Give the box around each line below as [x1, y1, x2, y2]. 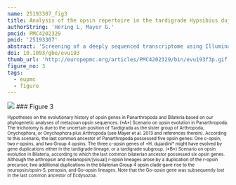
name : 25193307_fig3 [7, 10, 68, 18]
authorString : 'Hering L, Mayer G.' [7, 23, 114, 30]
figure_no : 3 [7, 63, 46, 70]
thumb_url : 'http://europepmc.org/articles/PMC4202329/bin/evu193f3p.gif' [7, 56, 231, 63]
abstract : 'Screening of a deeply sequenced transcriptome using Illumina [7, 43, 231, 50]
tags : [7, 69, 23, 76]
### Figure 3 [15, 103, 54, 111]
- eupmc [13, 75, 37, 83]
